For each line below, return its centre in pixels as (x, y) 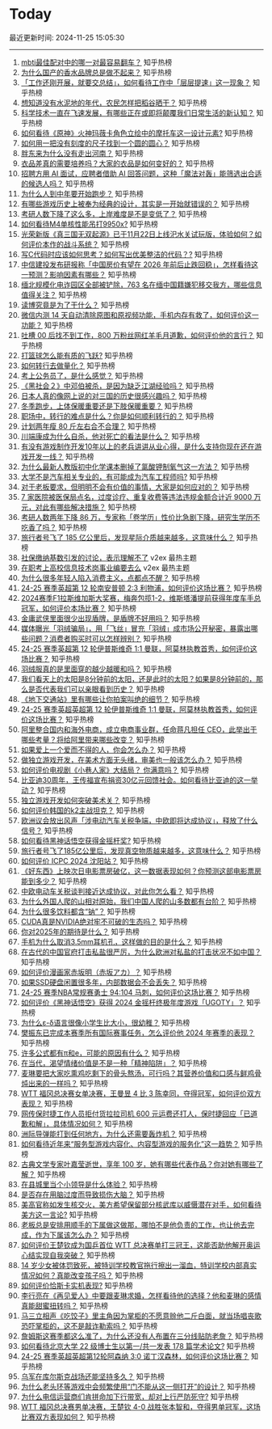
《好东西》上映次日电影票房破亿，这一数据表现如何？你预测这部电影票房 (141, 871)
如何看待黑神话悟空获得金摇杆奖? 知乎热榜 (91, 840)
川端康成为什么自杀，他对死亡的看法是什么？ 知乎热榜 (110, 436)
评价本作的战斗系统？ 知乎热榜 (79, 244)
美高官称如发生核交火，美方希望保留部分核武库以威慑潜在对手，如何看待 (141, 1204)
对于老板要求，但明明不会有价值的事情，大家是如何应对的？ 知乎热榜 (135, 487)
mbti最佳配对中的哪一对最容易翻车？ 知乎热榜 (96, 62)
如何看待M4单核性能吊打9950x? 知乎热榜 (89, 224)
